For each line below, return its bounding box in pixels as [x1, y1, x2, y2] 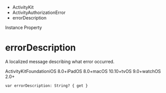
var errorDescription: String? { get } [5, 83, 88, 88]
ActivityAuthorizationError [12, 9, 66, 15]
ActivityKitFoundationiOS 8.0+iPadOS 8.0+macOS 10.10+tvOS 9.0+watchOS [5, 68, 161, 74]
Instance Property [5, 24, 42, 30]
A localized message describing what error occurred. [5, 58, 115, 64]
